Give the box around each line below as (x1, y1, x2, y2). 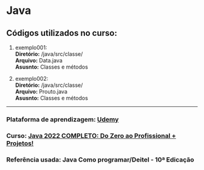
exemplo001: (15, 44, 47, 51)
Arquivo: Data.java (15, 57, 63, 64)
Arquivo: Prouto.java (15, 88, 68, 95)
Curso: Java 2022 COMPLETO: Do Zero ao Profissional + (6, 131, 176, 140)
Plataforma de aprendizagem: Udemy (6, 115, 119, 123)
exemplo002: (15, 75, 49, 82)
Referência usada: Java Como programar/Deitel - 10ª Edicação (6, 155, 194, 164)
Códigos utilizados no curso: (6, 28, 117, 38)
